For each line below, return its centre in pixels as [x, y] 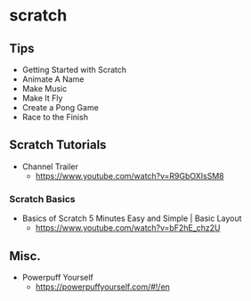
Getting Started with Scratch [74, 69]
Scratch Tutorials [58, 145]
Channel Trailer [50, 167]
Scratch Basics [42, 199]
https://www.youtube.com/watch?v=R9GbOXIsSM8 [130, 175]
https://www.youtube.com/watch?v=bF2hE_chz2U [128, 228]
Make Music [45, 89]
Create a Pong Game [61, 107]
